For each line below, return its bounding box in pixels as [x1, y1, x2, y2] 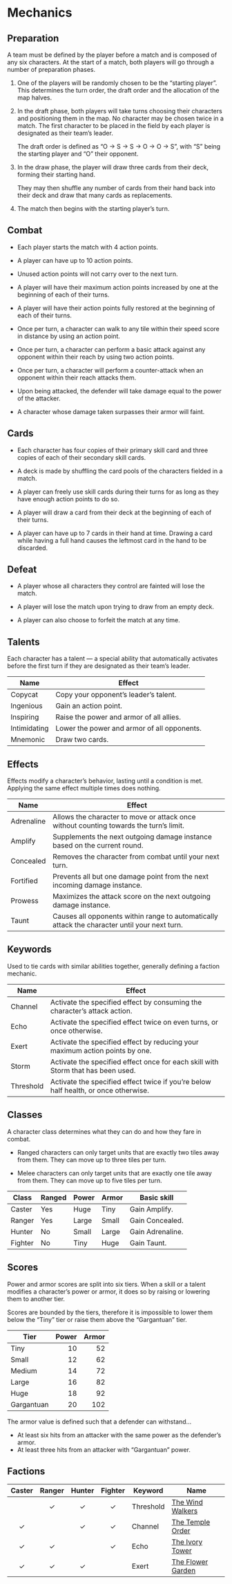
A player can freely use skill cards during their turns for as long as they [17, 487, 219, 496]
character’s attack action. [50, 1006, 133, 1016]
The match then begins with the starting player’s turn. [17, 205, 170, 212]
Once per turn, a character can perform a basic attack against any [17, 345, 206, 353]
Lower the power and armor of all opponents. [55, 724, 202, 734]
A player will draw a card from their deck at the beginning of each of [17, 508, 212, 516]
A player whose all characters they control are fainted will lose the [17, 582, 205, 590]
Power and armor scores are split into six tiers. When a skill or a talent [7, 1280, 206, 1288]
